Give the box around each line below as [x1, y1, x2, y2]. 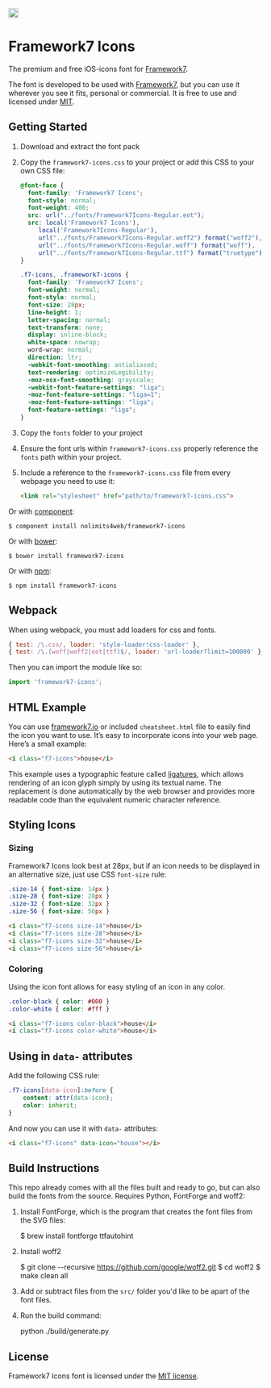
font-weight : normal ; [27, 286, 101, 294]
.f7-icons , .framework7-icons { [19, 271, 129, 279]
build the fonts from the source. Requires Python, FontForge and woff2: [8, 1191, 245, 1201]
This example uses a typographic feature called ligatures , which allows [8, 769, 244, 778]
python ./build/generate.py [19, 1327, 110, 1336]
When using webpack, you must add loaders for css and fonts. [8, 625, 217, 635]
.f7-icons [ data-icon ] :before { [8, 1086, 114, 1094]
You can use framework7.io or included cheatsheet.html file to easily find [8, 722, 252, 732]
